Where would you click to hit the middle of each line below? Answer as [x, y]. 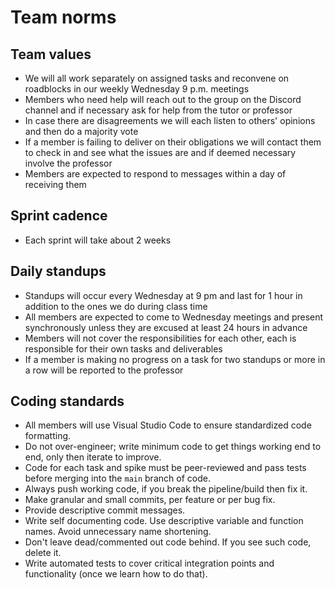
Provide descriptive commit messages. [105, 510]
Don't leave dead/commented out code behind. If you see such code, [168, 542]
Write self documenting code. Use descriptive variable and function [164, 521]
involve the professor [68, 163]
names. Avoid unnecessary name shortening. [118, 532]
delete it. [43, 553]
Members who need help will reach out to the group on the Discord [163, 99]
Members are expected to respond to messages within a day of [155, 174]
